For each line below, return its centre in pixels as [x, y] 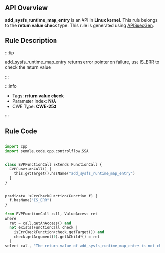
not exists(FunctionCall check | [44, 227]
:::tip [10, 52]
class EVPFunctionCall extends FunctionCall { [54, 165]
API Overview [27, 8]
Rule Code [21, 131]
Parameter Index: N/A [34, 101]
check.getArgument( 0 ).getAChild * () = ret [57, 237]
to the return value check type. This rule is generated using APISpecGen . [80, 25]
